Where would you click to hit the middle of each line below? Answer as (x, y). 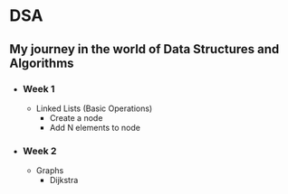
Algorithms (42, 63)
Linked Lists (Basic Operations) (94, 108)
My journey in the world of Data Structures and (144, 49)
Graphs (50, 171)
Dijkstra (64, 180)
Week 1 (38, 88)
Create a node (76, 117)
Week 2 (39, 151)
